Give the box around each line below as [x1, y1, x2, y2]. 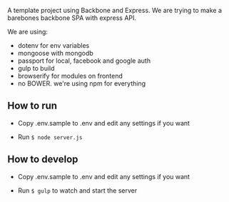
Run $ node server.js [17, 132, 83, 141]
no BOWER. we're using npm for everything [17, 79, 146, 88]
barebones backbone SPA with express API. [7, 14, 137, 22]
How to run [7, 100, 58, 112]
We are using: [7, 28, 49, 36]
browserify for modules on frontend [17, 71, 123, 80]
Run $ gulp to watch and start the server [17, 186, 138, 195]
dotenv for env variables [17, 41, 90, 49]
